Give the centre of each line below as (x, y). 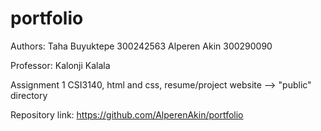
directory (29, 95)
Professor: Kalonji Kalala (60, 65)
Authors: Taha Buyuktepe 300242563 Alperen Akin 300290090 (141, 46)
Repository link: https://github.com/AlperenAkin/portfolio (127, 114)
